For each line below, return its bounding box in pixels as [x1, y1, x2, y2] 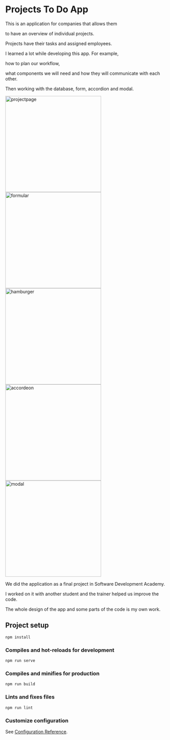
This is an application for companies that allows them [5, 21, 117, 27]
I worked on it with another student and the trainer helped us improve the [5, 591, 159, 597]
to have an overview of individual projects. [5, 30, 94, 36]
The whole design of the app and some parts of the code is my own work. [5, 606, 161, 612]
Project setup [5, 621, 50, 630]
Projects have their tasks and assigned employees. [5, 40, 112, 47]
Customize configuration [5, 717, 69, 724]
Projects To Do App [5, 4, 88, 15]
